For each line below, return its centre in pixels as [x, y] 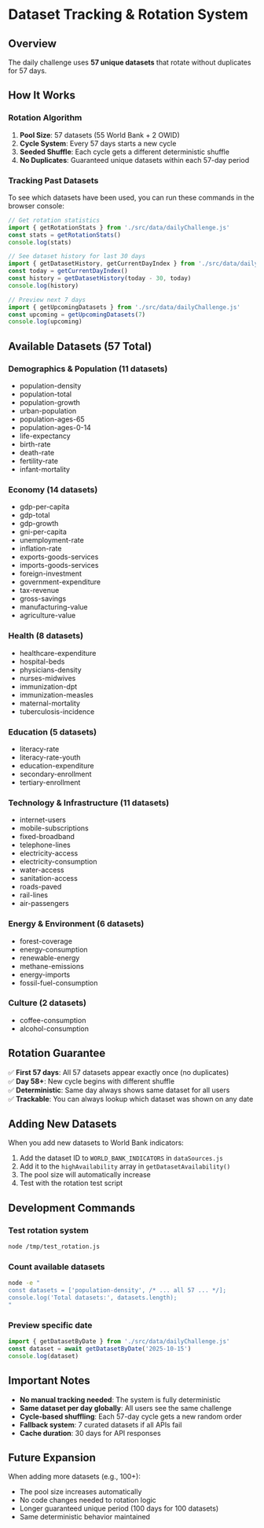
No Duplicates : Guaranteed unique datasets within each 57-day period [134, 160]
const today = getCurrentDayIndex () [68, 271]
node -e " [24, 1283]
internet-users [43, 820]
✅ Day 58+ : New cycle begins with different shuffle [92, 1081]
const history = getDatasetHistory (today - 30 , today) [100, 278]
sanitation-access [49, 878]
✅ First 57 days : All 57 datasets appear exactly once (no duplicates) [119, 1072]
